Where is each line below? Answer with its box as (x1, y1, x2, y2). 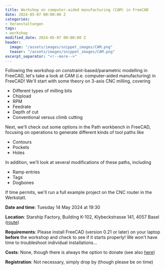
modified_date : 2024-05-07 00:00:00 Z (5, 35, 86, 40)
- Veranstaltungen (5, 21, 43, 26)
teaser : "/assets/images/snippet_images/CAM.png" (9, 49, 115, 54)
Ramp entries (12, 169, 40, 175)
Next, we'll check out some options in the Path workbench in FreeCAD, (5, 124, 151, 130)
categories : (5, 16, 30, 21)
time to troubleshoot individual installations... (5, 239, 97, 245)
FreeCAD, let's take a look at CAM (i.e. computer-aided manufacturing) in (5, 73, 156, 79)
